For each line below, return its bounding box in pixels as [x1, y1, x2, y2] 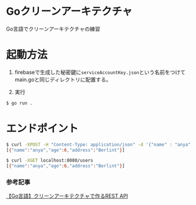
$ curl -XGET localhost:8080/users [6, 157, 94, 164]
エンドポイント [6, 122, 79, 135]
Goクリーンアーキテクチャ [6, 5, 132, 18]
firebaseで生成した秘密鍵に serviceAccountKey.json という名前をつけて [14, 68, 186, 76]
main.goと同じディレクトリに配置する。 [14, 76, 112, 83]
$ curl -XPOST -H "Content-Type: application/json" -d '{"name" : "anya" [6, 142, 191, 147]
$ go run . [6, 100, 33, 106]
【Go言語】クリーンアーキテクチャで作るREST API [6, 193, 128, 200]
